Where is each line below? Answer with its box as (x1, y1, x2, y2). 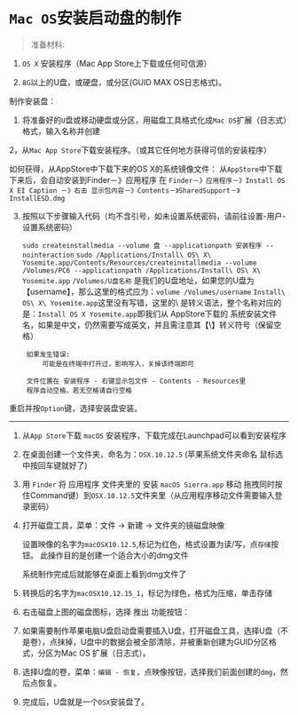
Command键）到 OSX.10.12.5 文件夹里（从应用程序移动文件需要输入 (29, 489, 275, 500)
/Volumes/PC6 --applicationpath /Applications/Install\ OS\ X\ (21, 266, 262, 275)
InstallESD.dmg (9, 194, 66, 203)
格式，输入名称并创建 (21, 125, 100, 136)
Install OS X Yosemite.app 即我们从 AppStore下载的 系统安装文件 (37, 308, 278, 319)
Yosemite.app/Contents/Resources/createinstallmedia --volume (21, 258, 257, 267)
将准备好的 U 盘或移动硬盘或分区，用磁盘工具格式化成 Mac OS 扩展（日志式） (21, 115, 287, 125)
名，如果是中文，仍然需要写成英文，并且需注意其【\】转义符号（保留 (21, 319, 274, 330)
